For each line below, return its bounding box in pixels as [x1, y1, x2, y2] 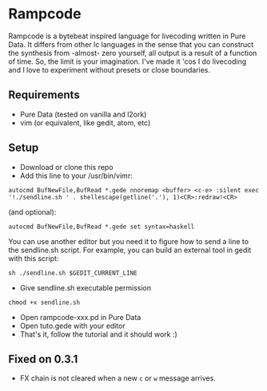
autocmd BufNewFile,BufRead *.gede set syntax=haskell [8, 223, 195, 231]
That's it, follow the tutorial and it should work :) [19, 329, 177, 339]
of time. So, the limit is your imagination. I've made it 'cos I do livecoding [8, 57, 246, 66]
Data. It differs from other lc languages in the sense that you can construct [8, 39, 254, 49]
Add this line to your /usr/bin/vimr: [19, 171, 133, 180]
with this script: [8, 253, 59, 263]
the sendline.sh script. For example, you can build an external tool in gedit [8, 245, 252, 255]
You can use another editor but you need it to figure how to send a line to [8, 236, 249, 246]
